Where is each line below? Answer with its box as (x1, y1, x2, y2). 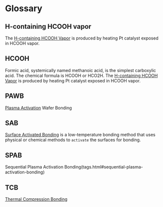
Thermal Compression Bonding (5, 196, 68, 202)
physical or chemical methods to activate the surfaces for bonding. (5, 137, 141, 143)
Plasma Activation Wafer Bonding (5, 105, 72, 111)
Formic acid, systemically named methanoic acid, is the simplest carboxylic (5, 67, 156, 73)
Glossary (5, 3, 43, 14)
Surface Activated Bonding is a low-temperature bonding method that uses (5, 132, 156, 138)
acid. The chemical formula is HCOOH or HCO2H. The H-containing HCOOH (5, 73, 158, 78)
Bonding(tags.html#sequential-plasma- (64, 164, 144, 170)
